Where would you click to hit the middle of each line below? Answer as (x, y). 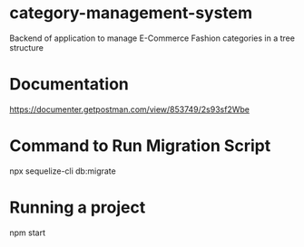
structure (26, 47)
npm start (28, 233)
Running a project (78, 207)
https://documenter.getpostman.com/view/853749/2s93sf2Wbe (129, 109)
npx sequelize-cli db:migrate (63, 171)
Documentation (69, 85)
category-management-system (131, 13)
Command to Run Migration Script (140, 146)
